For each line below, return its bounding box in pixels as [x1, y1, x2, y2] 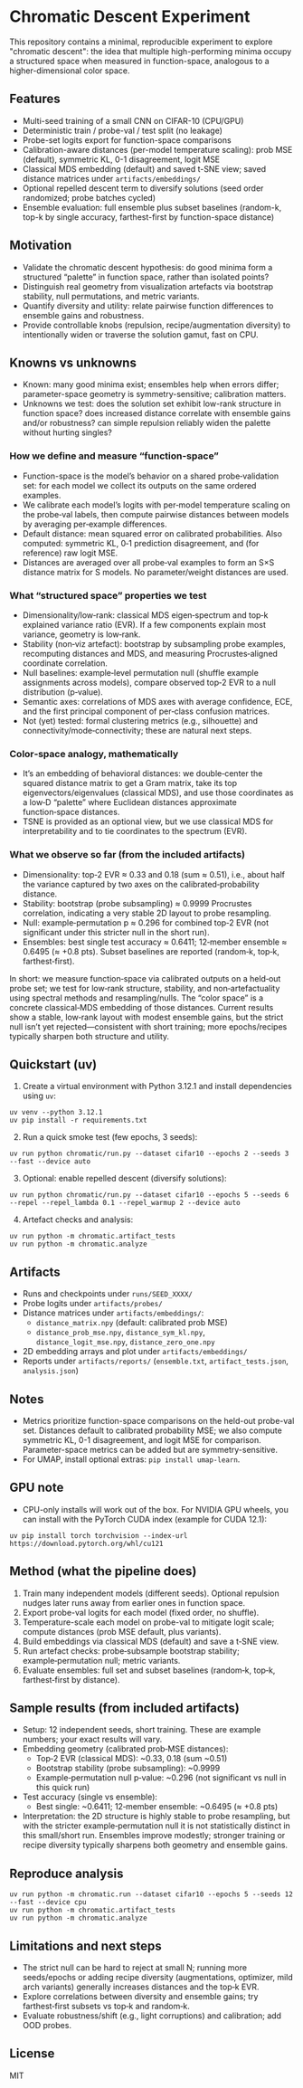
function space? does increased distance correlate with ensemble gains [22, 408, 291, 419]
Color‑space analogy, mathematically [9, 747, 179, 760]
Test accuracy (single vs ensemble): [22, 1791, 158, 1802]
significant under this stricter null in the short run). [22, 926, 210, 937]
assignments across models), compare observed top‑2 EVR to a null [22, 677, 276, 688]
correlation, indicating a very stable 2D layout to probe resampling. [22, 907, 271, 918]
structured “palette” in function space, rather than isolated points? [22, 271, 270, 282]
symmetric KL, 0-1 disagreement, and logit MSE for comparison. [22, 1435, 262, 1445]
